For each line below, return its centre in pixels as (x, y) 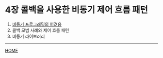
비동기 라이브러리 (28, 36)
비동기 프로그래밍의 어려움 (37, 24)
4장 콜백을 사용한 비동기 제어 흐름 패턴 (76, 10)
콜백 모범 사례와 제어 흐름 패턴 (41, 30)
